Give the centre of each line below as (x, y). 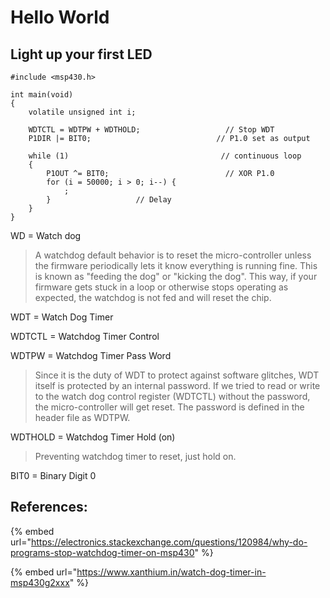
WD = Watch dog (46, 235)
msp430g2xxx (40, 582)
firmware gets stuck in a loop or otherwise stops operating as (161, 287)
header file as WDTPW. (82, 417)
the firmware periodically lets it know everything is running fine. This (176, 265)
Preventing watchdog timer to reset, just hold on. (135, 456)
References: (49, 507)
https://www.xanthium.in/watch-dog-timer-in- (171, 572)
